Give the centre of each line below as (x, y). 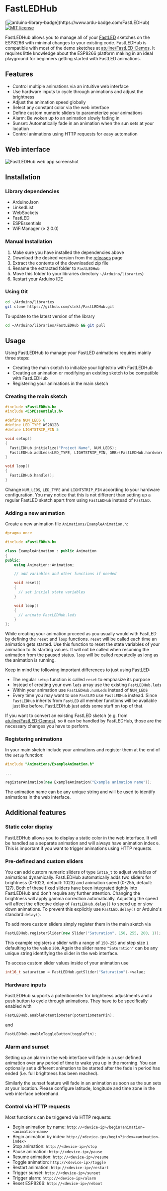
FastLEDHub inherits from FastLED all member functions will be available (85, 701)
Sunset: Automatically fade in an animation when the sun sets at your (83, 123)
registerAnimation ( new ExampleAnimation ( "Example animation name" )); (79, 782)
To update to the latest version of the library (50, 316)
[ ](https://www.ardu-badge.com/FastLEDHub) (77, 22)
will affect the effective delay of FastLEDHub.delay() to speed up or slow (79, 904)
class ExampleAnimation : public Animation (51, 551)
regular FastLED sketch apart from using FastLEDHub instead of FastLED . (78, 500)
